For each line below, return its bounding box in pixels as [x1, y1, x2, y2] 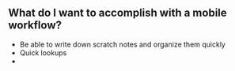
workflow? [8, 19, 62, 32]
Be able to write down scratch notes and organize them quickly [19, 39, 226, 49]
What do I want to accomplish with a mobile [8, 6, 227, 20]
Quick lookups [19, 47, 67, 58]
